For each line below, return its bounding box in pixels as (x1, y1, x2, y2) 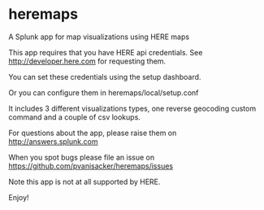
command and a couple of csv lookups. (8, 112, 141, 122)
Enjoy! (8, 192, 30, 202)
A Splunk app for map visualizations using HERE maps (8, 32, 189, 42)
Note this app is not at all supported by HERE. (8, 177, 161, 186)
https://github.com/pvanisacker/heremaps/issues (8, 160, 173, 171)
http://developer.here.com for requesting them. (8, 56, 167, 66)
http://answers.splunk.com (8, 136, 98, 147)
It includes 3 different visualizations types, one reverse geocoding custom (8, 103, 257, 113)
